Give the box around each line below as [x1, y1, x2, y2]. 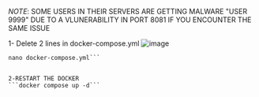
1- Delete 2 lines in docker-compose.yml [8, 39, 140, 48]
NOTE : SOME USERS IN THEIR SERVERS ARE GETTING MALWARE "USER [8, 7, 247, 16]
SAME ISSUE [8, 24, 51, 32]
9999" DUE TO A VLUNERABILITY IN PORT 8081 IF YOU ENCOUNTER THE [8, 15, 252, 24]
